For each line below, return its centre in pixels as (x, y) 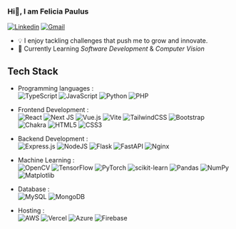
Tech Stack (33, 71)
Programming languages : (56, 88)
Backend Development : (53, 139)
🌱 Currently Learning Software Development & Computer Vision (111, 49)
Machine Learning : (46, 161)
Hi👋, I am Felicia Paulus (48, 11)
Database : (34, 189)
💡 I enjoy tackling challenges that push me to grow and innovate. (113, 41)
